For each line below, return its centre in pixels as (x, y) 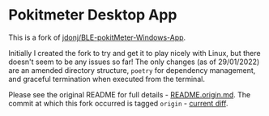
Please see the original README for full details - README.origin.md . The (130, 94)
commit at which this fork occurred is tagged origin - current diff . (118, 103)
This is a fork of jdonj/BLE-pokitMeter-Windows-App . (97, 37)
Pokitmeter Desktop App (93, 15)
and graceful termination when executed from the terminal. (107, 79)
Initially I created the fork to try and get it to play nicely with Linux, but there (134, 53)
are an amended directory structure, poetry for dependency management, (132, 70)
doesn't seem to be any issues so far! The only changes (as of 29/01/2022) (134, 62)
